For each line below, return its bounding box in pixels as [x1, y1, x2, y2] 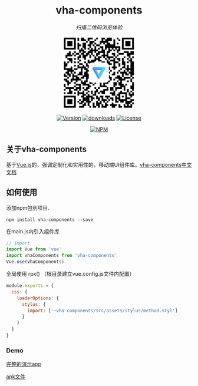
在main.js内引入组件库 [6, 227, 60, 235]
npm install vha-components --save [6, 216, 94, 223]
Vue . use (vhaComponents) [6, 259, 65, 265]
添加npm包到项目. [6, 204, 50, 211]
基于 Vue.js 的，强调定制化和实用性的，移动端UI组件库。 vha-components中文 [6, 161, 192, 168]
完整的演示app [6, 361, 42, 368]
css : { [11, 289, 28, 295]
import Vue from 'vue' [6, 246, 62, 252]
